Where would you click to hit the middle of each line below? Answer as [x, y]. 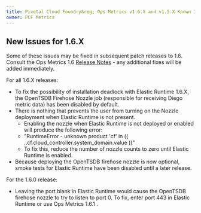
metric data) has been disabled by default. [67, 105]
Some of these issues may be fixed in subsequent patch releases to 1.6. [95, 56]
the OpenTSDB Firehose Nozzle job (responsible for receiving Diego [99, 98]
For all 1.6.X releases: [32, 80]
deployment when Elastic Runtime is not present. [75, 117]
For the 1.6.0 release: [32, 179]
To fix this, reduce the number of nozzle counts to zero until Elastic [106, 149]
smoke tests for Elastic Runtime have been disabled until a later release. [103, 168]
